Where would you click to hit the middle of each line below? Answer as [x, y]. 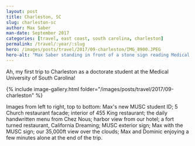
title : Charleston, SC [34, 17]
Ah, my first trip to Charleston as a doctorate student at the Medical [87, 71]
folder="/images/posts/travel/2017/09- [127, 89]
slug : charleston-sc [31, 22]
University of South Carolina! [41, 78]
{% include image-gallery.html [43, 89]
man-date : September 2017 [37, 33]
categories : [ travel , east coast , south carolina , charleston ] [85, 39]
